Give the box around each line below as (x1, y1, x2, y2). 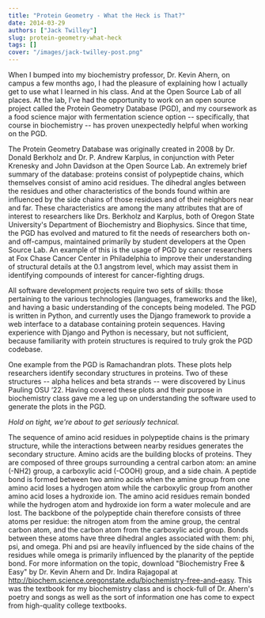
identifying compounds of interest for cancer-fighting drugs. (8, 271, 205, 279)
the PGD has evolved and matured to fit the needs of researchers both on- (8, 229, 251, 237)
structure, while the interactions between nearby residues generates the (8, 441, 244, 450)
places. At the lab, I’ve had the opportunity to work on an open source (8, 96, 237, 104)
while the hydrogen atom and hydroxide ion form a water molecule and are (8, 500, 252, 509)
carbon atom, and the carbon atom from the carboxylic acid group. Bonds (8, 525, 249, 534)
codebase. (8, 345, 44, 354)
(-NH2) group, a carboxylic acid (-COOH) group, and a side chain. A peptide (8, 466, 257, 476)
